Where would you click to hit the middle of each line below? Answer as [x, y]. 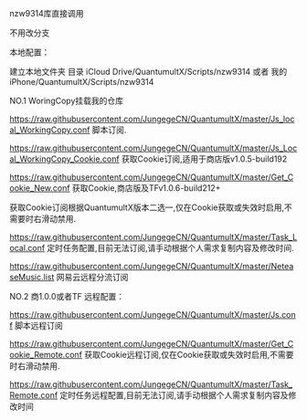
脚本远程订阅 [39, 325]
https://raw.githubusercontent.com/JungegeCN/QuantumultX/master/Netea [152, 266]
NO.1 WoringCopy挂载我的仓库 [67, 100]
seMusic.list [32, 277]
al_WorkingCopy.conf [50, 130]
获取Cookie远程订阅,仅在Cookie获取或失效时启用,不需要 [189, 355]
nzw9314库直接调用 [47, 13]
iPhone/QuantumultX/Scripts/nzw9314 [82, 82]
